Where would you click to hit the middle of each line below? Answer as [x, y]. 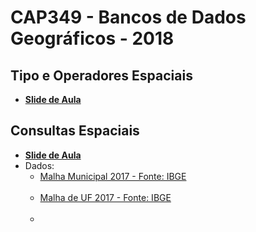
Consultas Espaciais [75, 131]
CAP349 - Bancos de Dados [128, 17]
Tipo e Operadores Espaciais [101, 75]
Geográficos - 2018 [92, 38]
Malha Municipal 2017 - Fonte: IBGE [113, 176]
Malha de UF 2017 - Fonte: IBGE [105, 197]
